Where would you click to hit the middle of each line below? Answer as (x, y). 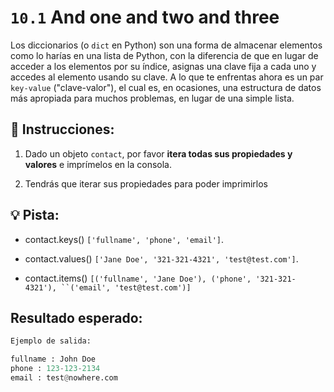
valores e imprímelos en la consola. (98, 164)
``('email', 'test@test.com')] (126, 287)
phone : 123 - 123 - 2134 (55, 369)
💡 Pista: (35, 215)
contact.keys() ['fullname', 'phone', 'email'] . (124, 239)
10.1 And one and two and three (145, 17)
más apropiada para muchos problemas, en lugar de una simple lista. (152, 98)
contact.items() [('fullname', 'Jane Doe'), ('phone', (138, 278)
